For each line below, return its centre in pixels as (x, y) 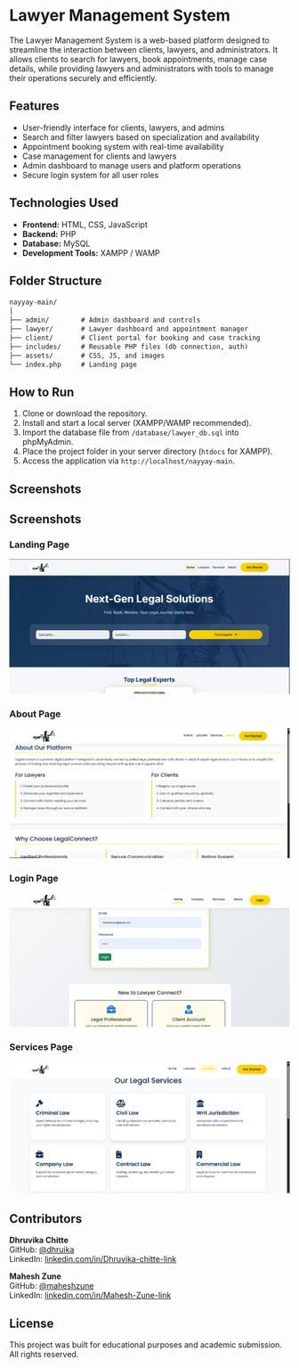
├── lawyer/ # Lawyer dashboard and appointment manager (129, 329)
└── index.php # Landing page (73, 365)
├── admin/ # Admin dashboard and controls (105, 320)
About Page (35, 714)
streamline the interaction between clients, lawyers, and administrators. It (144, 49)
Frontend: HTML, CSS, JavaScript (85, 225)
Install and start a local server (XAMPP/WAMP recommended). (137, 423)
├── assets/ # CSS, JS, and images (87, 356)
